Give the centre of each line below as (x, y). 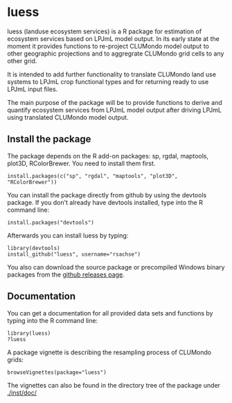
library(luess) (29, 333)
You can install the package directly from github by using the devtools (107, 195)
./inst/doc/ (22, 393)
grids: (16, 359)
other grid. (22, 60)
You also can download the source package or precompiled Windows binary (116, 267)
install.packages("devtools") (51, 222)
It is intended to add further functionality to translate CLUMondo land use (112, 74)
